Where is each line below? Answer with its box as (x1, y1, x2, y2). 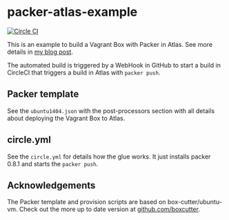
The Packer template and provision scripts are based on (7, 198, 167, 206)
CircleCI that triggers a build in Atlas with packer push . (7, 68, 161, 77)
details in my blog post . (7, 48, 74, 56)
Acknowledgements (7, 179, 96, 191)
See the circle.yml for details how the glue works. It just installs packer (7, 152, 211, 161)
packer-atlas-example (7, 4, 138, 20)
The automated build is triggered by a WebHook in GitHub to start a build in (7, 61, 221, 69)
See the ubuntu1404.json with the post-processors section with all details (7, 106, 215, 114)
